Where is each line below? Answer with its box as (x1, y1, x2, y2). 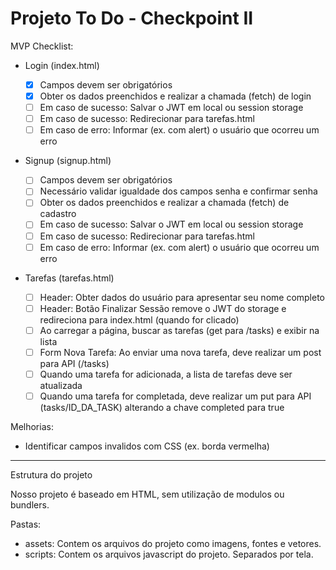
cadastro (39, 208, 77, 220)
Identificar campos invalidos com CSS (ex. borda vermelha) (24, 440, 270, 452)
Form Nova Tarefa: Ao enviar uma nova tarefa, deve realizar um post (39, 346, 322, 358)
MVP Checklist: (10, 40, 74, 52)
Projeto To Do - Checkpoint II (10, 7, 254, 30)
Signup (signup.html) (24, 155, 112, 167)
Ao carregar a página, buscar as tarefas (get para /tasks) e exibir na (39, 324, 320, 336)
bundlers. (10, 499, 50, 511)
